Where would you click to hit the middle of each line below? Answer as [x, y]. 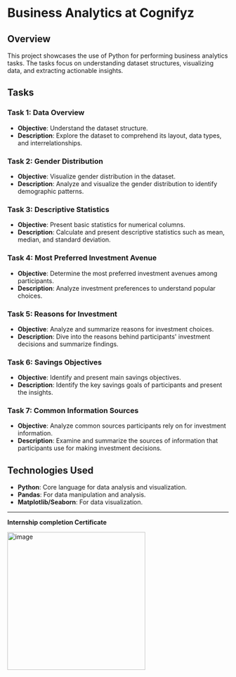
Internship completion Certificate [57, 522]
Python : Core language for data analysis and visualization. [102, 487]
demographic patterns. [51, 191]
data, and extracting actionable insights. [65, 71]
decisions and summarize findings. [68, 344]
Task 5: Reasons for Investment [63, 314]
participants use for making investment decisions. [90, 448]
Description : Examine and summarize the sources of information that [118, 441]
